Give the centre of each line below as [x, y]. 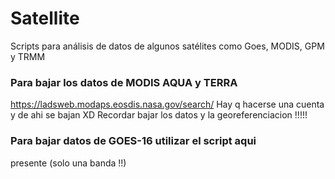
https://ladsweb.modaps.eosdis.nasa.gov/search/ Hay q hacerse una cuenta [167, 104]
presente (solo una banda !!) [68, 163]
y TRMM [28, 56]
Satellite [45, 18]
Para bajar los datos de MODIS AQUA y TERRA [124, 82]
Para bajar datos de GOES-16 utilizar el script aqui [133, 141]
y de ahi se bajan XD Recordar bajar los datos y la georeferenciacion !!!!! [159, 115]
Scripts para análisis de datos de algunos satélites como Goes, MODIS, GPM [167, 46]
